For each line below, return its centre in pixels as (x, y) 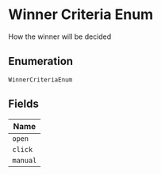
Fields (24, 104)
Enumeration (41, 61)
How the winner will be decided (60, 36)
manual (25, 160)
